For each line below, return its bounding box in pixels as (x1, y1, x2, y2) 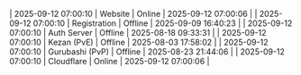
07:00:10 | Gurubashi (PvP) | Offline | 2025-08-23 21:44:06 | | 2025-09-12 (9, 46, 286, 57)
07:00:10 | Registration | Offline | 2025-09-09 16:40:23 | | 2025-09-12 (32, 18, 293, 29)
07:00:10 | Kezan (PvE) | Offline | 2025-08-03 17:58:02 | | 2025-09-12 (9, 37, 269, 47)
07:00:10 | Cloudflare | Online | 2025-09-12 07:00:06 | (9, 56, 210, 66)
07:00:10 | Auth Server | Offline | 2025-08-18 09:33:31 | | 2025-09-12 (9, 28, 268, 37)
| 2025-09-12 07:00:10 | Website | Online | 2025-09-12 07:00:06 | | (9, 9, 258, 19)
